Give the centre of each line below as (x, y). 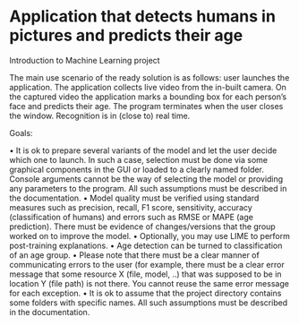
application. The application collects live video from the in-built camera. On (148, 87)
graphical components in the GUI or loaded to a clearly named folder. (137, 169)
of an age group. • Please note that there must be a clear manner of (134, 255)
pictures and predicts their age (126, 35)
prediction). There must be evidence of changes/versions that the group (142, 227)
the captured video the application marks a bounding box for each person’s (148, 97)
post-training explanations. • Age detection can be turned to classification (146, 245)
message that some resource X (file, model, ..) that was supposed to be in (145, 274)
